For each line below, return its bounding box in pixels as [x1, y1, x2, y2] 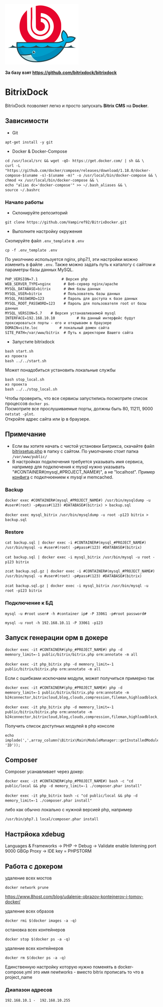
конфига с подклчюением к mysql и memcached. [12, 474, 114, 480]
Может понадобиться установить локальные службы [5, 367, 116, 373]
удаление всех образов [5, 908, 54, 914]
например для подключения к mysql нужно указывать [12, 464, 125, 470]
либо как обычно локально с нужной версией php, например [5, 807, 132, 813]
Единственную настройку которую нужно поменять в [5, 964, 117, 970]
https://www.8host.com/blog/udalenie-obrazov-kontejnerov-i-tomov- [5, 894, 144, 899]
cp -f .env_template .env [5, 248, 57, 253]
